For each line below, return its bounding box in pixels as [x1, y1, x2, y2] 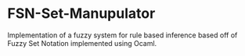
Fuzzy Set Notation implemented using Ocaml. [7, 38, 157, 47]
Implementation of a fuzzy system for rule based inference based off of [7, 30, 238, 40]
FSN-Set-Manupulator [7, 5, 156, 23]
